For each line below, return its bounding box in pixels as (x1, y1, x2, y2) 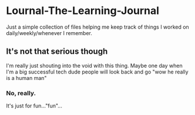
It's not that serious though (6, 47, 108, 57)
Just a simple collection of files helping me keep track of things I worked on (6, 23, 189, 30)
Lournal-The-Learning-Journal (6, 4, 160, 18)
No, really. (6, 89, 36, 97)
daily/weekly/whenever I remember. (6, 29, 92, 36)
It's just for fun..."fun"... (6, 102, 63, 109)
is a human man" (6, 74, 47, 81)
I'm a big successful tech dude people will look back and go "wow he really (6, 68, 189, 75)
